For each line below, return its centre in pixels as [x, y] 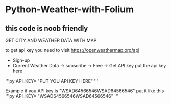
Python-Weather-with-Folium [70, 9]
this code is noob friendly [47, 28]
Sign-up [21, 60]
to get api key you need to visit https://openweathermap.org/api [72, 50]
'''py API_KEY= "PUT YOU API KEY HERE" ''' [52, 81]
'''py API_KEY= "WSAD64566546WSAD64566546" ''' [62, 96]
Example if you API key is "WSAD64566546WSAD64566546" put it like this [85, 91]
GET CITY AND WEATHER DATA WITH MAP [51, 40]
